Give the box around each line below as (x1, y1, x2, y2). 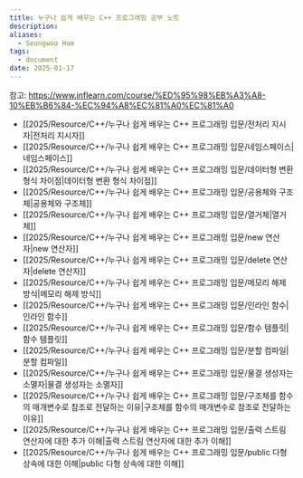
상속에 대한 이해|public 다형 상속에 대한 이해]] (22, 458, 185, 469)
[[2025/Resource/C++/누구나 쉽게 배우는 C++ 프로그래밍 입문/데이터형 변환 (22, 164, 294, 175)
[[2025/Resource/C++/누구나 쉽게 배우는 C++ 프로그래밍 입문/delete (22, 254, 271, 265)
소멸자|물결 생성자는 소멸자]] (22, 378, 124, 389)
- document (17, 55, 59, 64)
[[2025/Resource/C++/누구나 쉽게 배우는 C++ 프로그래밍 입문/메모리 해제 (22, 277, 287, 288)
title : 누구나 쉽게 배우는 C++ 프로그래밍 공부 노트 (9, 13, 180, 23)
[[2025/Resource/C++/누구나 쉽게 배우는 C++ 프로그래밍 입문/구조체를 (22, 390, 278, 401)
